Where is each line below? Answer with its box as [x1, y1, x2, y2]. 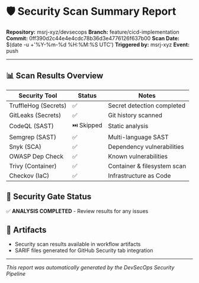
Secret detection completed [108, 101, 185, 110]
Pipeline [6, 271, 26, 278]
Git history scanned [108, 111, 163, 119]
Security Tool [18, 91, 57, 100]
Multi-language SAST [108, 133, 169, 141]
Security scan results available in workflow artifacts [14, 241, 141, 248]
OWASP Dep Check [9, 152, 64, 160]
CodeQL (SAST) [9, 122, 54, 131]
